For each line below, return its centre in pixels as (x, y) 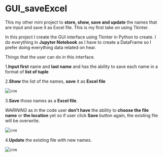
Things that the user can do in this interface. (50, 57)
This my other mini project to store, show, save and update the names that (81, 22)
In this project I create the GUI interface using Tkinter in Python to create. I (81, 37)
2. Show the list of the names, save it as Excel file (55, 81)
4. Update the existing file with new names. (49, 140)
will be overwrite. (23, 121)
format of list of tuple (27, 71)
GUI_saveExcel (36, 9)
